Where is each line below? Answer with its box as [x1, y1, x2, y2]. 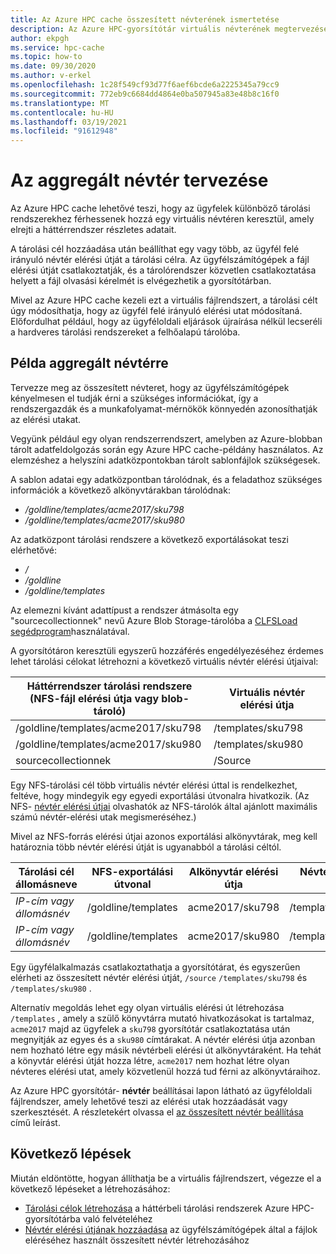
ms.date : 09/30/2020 [10, 61, 97, 71]
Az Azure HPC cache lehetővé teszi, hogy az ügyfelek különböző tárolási [10, 202, 311, 215]
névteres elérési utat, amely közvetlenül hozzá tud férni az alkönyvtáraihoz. [10, 1065, 321, 1077]
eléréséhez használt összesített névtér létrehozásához [24, 1234, 250, 1246]
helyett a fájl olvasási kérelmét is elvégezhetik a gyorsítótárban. [10, 275, 272, 287]
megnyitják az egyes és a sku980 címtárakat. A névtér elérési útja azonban [10, 1033, 316, 1045]
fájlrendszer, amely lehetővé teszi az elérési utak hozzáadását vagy [10, 1095, 288, 1107]
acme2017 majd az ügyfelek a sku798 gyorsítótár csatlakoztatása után [10, 1022, 291, 1035]
